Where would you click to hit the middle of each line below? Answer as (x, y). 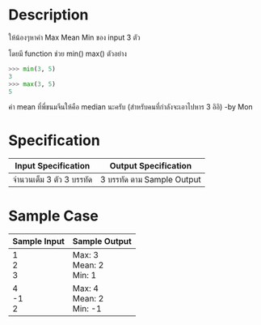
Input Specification (53, 166)
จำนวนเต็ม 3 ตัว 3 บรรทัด (53, 180)
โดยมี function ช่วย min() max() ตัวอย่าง (68, 53)
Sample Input (38, 242)
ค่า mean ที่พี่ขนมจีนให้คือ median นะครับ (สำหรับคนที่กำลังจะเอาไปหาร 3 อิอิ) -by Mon (130, 107)
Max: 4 (86, 289)
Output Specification (151, 166)
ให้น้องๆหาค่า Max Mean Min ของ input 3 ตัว (74, 37)
